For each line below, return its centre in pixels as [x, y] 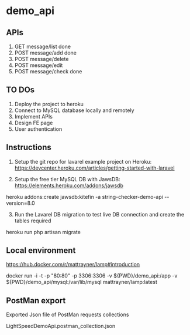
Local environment [41, 251]
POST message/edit [39, 65]
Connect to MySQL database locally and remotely [74, 110]
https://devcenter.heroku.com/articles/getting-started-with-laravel [94, 168]
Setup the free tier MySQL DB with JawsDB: [68, 179]
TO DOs [20, 90]
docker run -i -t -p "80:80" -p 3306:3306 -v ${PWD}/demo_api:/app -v [92, 276]
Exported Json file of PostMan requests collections [68, 314]
